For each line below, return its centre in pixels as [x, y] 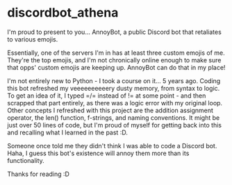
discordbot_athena [63, 13]
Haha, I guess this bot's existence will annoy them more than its [98, 153]
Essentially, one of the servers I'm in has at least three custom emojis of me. [116, 53]
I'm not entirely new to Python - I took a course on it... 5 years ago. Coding [114, 80]
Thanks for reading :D [38, 174]
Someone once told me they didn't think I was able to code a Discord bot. [112, 146]
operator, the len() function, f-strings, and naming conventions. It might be [114, 117]
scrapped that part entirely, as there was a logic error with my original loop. [115, 103]
